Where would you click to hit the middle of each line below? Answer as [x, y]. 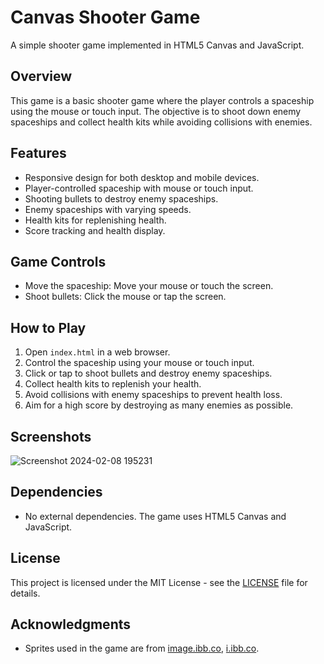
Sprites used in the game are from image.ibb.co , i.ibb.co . [142, 648]
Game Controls [58, 261]
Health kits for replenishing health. [95, 220]
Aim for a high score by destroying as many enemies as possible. [159, 405]
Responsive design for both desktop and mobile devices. [142, 177]
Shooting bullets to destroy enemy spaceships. [121, 198]
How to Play [48, 327]
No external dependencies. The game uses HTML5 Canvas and [155, 516]
